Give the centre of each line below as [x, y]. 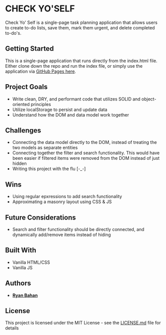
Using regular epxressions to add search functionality [67, 197]
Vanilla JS [22, 267]
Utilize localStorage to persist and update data [60, 110]
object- [149, 99]
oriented [21, 104]
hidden [20, 164]
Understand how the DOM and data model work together [71, 114]
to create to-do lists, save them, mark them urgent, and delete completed [80, 27]
